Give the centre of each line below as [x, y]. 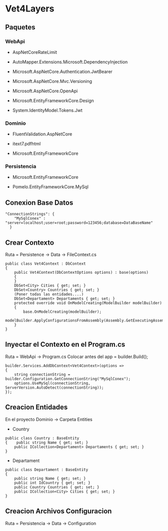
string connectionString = [42, 374]
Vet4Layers [30, 9]
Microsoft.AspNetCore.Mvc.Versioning [52, 81]
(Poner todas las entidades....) [49, 294]
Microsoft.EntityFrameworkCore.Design [53, 100]
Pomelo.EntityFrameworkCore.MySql [50, 187]
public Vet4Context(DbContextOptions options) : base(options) [81, 273]
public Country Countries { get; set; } [57, 487]
